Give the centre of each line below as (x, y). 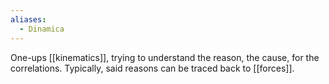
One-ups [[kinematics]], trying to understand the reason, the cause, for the (165, 57)
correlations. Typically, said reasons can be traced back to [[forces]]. (152, 68)
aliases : (28, 19)
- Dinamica (42, 29)
